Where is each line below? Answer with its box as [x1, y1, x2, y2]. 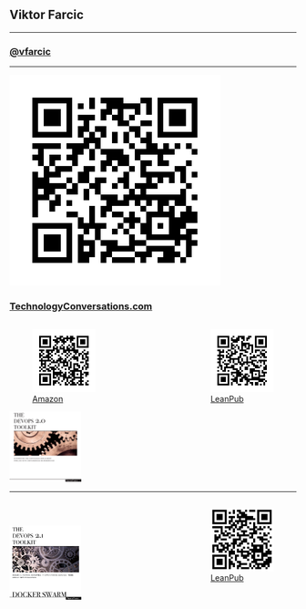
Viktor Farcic [9, 7, 85, 23]
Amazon [32, 394, 64, 405]
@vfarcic [9, 45, 52, 57]
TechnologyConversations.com [9, 300, 153, 313]
